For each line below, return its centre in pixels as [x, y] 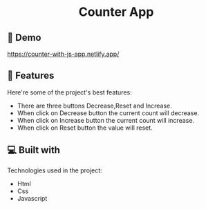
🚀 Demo [24, 38]
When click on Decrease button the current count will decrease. [108, 113]
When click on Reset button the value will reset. [85, 128]
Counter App [116, 12]
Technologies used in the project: [55, 170]
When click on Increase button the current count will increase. [106, 120]
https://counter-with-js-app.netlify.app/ [63, 54]
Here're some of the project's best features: [70, 92]
